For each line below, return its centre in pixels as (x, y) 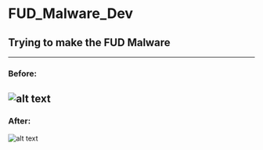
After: (20, 121)
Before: (23, 73)
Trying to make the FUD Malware (89, 43)
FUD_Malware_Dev (71, 14)
